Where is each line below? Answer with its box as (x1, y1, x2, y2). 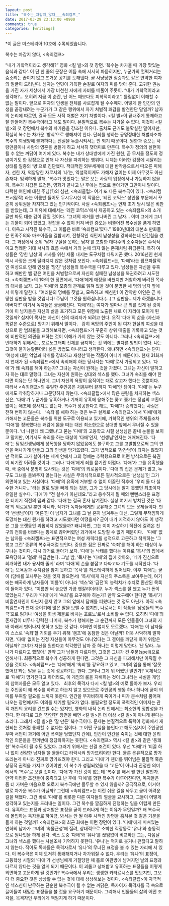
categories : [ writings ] (5, 26, 55, 31)
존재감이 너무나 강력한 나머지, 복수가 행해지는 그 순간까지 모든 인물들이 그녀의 (5, 617, 157, 623)
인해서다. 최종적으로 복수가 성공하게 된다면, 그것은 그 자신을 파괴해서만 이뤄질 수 (5, 655, 162, 661)
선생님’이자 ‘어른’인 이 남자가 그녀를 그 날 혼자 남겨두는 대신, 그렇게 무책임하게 (12, 510, 164, 516)
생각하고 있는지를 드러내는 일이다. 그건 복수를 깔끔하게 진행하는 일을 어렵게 (5, 801, 152, 807)
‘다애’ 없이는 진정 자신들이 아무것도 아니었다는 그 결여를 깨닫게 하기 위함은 (16, 636, 160, 643)
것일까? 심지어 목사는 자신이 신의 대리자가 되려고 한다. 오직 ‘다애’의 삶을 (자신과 (5, 314, 160, 321)
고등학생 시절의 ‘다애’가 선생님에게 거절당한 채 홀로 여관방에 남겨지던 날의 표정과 (5, 857, 162, 863)
